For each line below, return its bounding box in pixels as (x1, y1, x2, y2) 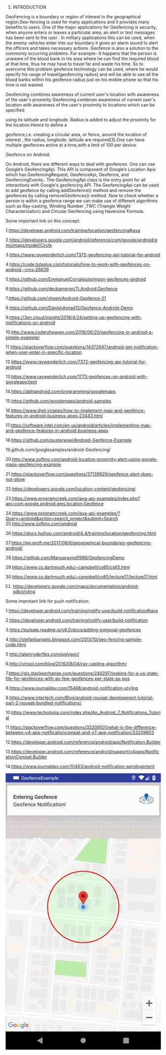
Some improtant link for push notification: (5, 598, 90, 604)
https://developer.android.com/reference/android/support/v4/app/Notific (11, 749, 160, 754)
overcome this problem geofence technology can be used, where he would (5, 66, 158, 72)
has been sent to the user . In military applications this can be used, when (5, 35, 155, 40)
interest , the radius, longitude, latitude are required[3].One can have (5, 137, 145, 143)
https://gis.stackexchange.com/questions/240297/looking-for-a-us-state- (8, 671, 160, 676)
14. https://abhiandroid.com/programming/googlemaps (5, 388, 116, 394)
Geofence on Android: (5, 151, 51, 157)
